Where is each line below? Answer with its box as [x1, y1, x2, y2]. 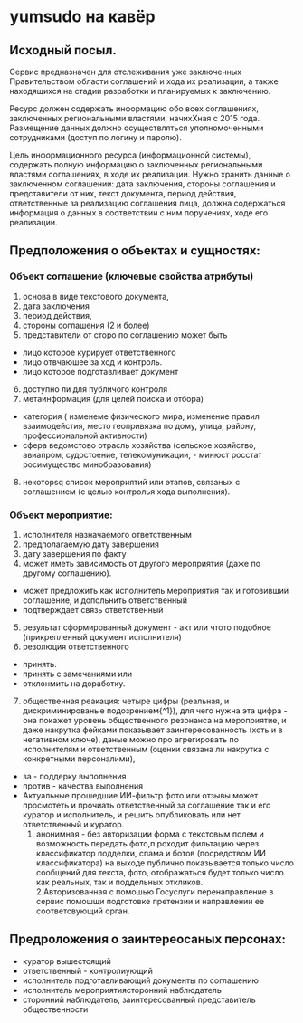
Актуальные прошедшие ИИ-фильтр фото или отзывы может [22, 789, 259, 800]
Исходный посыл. [9, 43, 118, 58]
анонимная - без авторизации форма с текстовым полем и [35, 828, 265, 839]
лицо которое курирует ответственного [22, 347, 176, 358]
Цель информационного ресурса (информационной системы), [9, 149, 251, 160]
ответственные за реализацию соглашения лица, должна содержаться [9, 197, 286, 208]
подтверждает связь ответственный [22, 604, 164, 615]
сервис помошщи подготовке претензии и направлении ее [35, 895, 265, 906]
